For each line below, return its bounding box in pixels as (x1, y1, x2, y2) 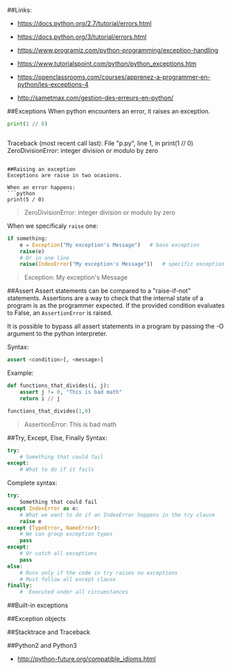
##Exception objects (7, 615, 66, 623)
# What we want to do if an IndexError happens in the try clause (19, 511, 215, 518)
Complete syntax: (7, 479, 57, 487)
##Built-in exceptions (7, 601, 69, 610)
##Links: (7, 6, 33, 14)
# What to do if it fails (19, 467, 95, 473)
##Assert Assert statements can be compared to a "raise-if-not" (7, 287, 191, 295)
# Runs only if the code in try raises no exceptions (19, 569, 178, 577)
